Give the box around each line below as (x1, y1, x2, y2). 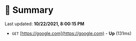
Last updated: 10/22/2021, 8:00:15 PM (4, 21, 85, 27)
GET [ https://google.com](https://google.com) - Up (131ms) (11, 30, 132, 36)
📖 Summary (4, 4, 54, 16)
